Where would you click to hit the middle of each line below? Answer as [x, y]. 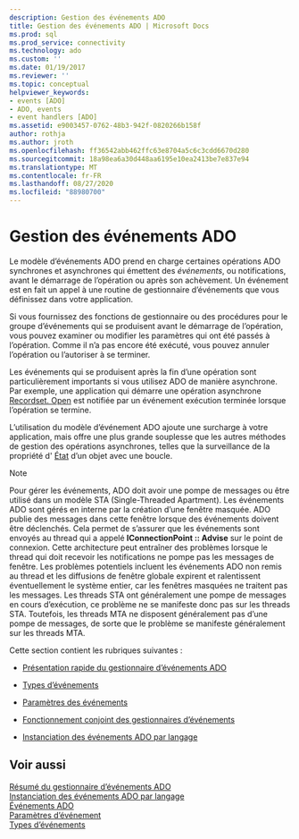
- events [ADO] [37, 101]
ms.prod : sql [33, 34]
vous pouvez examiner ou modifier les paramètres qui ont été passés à [140, 335]
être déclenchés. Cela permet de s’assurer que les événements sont [135, 528]
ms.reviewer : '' [39, 76]
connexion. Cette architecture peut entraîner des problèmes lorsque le [138, 547]
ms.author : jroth [42, 142]
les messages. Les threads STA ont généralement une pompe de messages [148, 595]
